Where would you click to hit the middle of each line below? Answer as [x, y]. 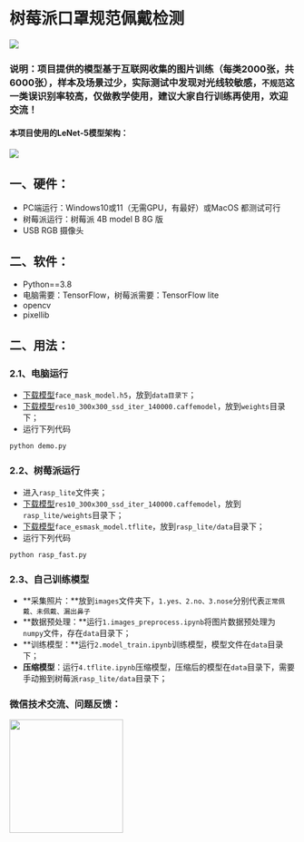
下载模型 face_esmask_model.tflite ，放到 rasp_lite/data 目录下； [143, 526]
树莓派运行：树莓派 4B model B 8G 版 [93, 219]
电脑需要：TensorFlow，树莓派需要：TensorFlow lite [121, 295]
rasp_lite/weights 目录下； [73, 514]
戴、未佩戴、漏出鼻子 [56, 612]
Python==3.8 [47, 284]
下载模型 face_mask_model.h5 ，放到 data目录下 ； [109, 395]
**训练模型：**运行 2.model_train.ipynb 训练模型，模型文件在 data [145, 644]
